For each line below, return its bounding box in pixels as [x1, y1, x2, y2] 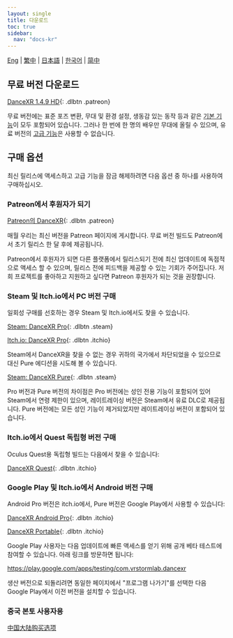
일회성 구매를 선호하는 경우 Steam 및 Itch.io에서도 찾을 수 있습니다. [7, 308, 190, 317]
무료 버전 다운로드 [7, 78, 80, 91]
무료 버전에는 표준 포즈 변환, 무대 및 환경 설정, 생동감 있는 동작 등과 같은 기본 [7, 112, 215, 120]
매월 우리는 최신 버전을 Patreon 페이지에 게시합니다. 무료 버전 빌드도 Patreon [7, 231, 218, 240]
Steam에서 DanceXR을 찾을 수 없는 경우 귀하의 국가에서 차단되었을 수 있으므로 [7, 350, 221, 359]
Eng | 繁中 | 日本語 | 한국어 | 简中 [7, 56, 100, 65]
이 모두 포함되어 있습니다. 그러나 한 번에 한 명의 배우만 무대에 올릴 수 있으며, [13, 120, 219, 129]
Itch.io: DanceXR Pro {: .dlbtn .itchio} [7, 336, 111, 344]
